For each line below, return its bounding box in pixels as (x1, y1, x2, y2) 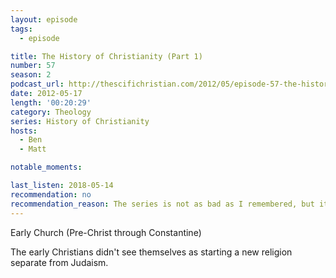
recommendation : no (10, 189, 92, 200)
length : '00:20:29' (10, 97, 92, 108)
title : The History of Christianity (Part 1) (10, 51, 203, 61)
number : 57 (10, 61, 56, 71)
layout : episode (10, 14, 78, 25)
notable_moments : (10, 162, 83, 173)
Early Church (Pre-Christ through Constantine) (10, 226, 202, 238)
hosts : (10, 126, 38, 136)
